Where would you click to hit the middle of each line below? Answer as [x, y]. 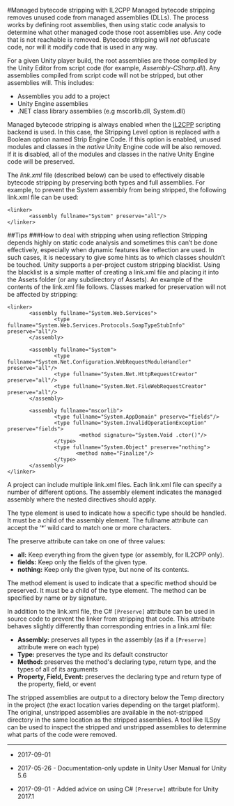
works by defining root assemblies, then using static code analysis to [106, 25]
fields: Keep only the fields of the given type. [82, 562]
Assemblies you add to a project [63, 96]
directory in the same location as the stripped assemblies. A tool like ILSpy [114, 720]
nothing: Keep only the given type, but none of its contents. [103, 569]
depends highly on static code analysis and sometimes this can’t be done [112, 242]
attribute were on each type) [58, 647]
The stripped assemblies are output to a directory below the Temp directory [116, 697]
